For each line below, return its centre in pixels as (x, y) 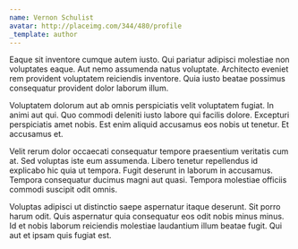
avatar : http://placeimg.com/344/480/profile (95, 26)
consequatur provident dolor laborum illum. (89, 88)
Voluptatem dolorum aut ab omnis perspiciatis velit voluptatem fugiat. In (142, 106)
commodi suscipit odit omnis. (64, 190)
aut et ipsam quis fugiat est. (60, 236)
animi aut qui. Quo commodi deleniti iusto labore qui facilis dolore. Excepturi (149, 115)
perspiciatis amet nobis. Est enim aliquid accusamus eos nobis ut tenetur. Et (149, 124)
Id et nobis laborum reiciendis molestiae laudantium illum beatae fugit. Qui (146, 226)
